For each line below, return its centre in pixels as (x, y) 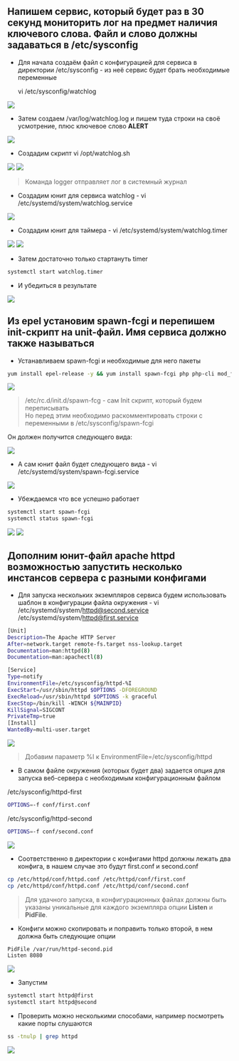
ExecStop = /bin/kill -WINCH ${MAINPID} (65, 703)
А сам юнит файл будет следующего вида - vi (87, 464)
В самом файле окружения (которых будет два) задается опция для (121, 771)
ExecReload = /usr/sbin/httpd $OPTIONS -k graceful (83, 697)
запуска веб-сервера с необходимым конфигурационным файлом (119, 778)
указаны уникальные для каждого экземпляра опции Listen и (119, 907)
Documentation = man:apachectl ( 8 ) (55, 657)
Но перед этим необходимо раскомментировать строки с (113, 415)
